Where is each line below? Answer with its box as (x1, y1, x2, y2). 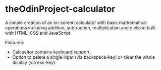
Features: (5, 39, 25, 45)
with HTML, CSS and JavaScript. (5, 30, 72, 36)
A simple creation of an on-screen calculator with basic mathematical (5, 20, 147, 25)
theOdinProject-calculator (5, 3, 115, 15)
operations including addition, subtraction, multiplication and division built (5, 24, 156, 30)
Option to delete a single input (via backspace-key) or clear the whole (12, 54, 155, 60)
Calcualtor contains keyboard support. (12, 49, 91, 55)
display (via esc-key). (12, 59, 56, 65)
